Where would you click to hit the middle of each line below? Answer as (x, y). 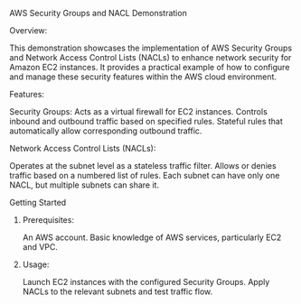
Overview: (28, 30)
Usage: (36, 264)
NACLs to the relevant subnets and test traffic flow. (118, 291)
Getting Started (38, 203)
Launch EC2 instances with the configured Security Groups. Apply (146, 282)
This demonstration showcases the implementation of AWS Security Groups (150, 48)
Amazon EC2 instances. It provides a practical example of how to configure (150, 67)
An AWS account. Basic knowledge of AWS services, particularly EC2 (152, 237)
